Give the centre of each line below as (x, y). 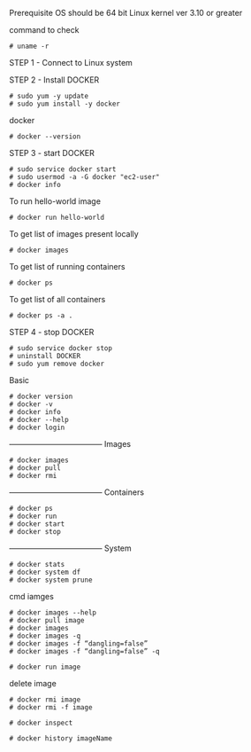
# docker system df (45, 572)
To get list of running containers (67, 266)
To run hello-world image (55, 201)
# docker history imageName (61, 739)
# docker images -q (45, 636)
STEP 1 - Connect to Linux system (71, 63)
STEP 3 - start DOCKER (52, 153)
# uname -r (29, 46)
